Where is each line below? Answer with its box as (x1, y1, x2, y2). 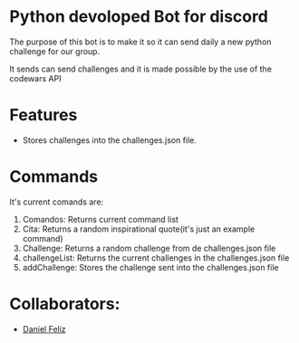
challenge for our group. (9, 45, 101, 56)
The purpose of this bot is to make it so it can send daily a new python (9, 36, 272, 47)
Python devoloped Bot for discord (9, 6, 269, 27)
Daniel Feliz (22, 323, 66, 334)
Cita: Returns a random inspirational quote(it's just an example (22, 224, 256, 234)
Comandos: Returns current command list (22, 214, 179, 224)
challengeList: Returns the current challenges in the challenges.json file (22, 252, 290, 263)
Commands (9, 167, 99, 187)
